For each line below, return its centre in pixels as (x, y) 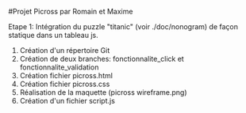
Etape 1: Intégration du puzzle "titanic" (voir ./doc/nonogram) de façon (123, 26)
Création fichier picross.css (65, 84)
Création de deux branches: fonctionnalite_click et (102, 59)
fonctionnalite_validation (59, 67)
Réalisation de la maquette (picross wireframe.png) (104, 92)
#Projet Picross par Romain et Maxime (71, 11)
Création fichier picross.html (66, 75)
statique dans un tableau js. (54, 35)
